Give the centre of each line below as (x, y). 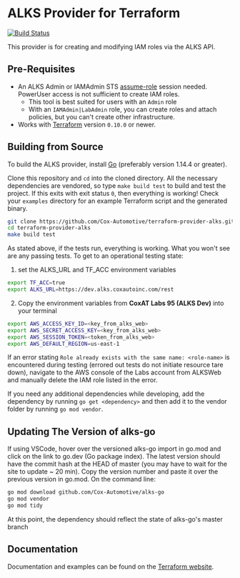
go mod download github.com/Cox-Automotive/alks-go (86, 492)
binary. (17, 208)
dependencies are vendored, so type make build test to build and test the (117, 185)
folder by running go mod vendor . (55, 409)
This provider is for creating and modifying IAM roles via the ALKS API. (111, 46)
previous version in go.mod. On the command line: (81, 479)
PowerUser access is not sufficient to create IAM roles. (99, 94)
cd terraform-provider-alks (49, 228)
